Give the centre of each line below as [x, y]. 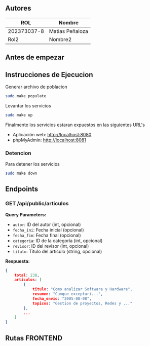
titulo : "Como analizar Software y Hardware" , [82, 289]
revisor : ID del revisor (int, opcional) [51, 246]
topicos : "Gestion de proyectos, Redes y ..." [82, 303]
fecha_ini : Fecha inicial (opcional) [48, 229]
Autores [18, 8]
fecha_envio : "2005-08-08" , [62, 298]
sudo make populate [26, 96]
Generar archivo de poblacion [36, 87]
